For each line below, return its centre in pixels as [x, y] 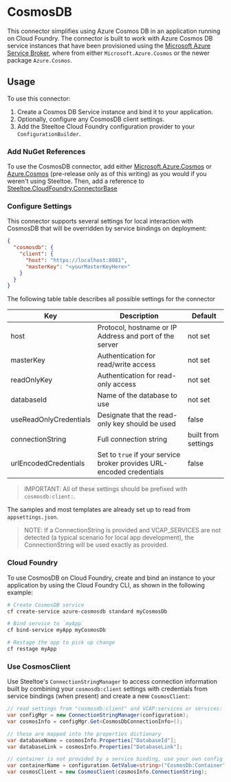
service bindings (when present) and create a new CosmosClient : [99, 696]
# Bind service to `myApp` [46, 624]
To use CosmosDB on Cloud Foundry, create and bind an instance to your [111, 578]
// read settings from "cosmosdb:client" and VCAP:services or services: [115, 709]
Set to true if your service [139, 455]
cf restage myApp [32, 649]
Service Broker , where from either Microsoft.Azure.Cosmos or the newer [108, 53]
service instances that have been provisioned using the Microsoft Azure [109, 45]
